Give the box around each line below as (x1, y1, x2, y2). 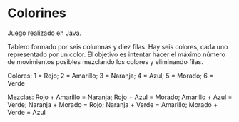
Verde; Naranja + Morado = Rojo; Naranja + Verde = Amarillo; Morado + (7, 100, 218, 108)
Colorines (7, 5, 66, 21)
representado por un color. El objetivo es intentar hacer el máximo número (7, 50, 226, 59)
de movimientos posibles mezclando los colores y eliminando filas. (7, 57, 203, 66)
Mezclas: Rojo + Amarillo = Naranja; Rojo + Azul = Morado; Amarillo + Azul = (7, 93, 233, 101)
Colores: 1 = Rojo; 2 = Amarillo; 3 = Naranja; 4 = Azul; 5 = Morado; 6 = (7, 71, 214, 80)
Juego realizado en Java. (7, 29, 82, 37)
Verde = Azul (7, 108, 46, 116)
